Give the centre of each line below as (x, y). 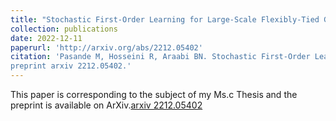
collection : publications (64, 29)
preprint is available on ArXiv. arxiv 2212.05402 (106, 105)
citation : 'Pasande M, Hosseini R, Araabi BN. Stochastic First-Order (160, 57)
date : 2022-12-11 (46, 38)
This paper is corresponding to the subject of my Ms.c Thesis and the (154, 94)
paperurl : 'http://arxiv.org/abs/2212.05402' (106, 47)
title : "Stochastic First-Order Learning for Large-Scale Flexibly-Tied (165, 19)
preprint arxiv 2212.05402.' (71, 66)
